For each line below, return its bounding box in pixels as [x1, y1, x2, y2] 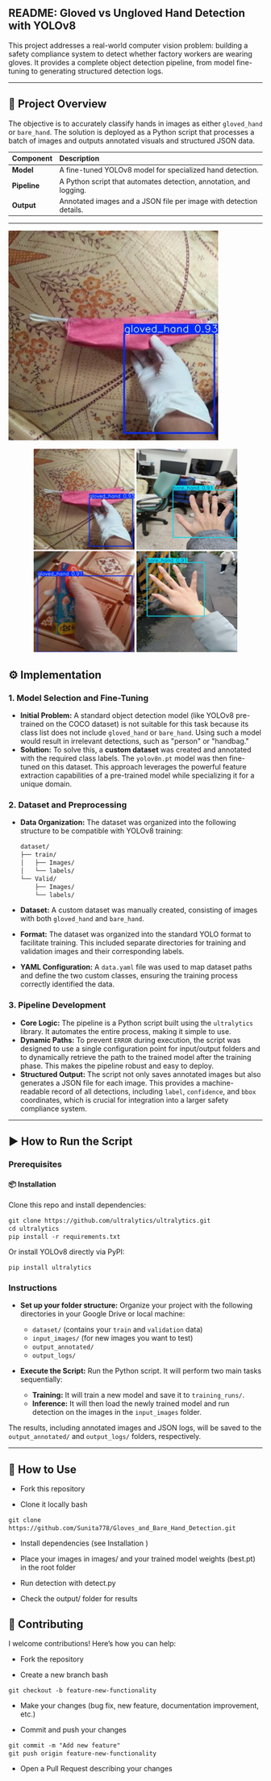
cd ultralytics [8, 1225, 60, 1233]
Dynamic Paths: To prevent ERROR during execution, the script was [19, 1035, 241, 1045]
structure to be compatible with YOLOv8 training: [19, 826, 183, 836]
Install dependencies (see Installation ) [19, 1538, 149, 1548]
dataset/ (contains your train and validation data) [31, 1324, 203, 1334]
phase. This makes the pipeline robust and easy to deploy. [19, 1061, 214, 1070]
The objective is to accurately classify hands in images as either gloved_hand [8, 119, 263, 128]
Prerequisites [8, 1158, 62, 1170]
